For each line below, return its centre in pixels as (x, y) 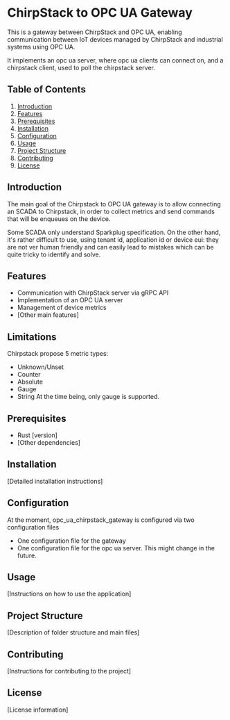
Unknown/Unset (41, 367)
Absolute (30, 382)
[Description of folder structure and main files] (73, 632)
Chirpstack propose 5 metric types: (58, 354)
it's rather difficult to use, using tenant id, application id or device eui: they (113, 239)
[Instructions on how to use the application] (69, 594)
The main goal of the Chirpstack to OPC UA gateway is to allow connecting (114, 204)
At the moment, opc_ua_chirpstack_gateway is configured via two (101, 520)
